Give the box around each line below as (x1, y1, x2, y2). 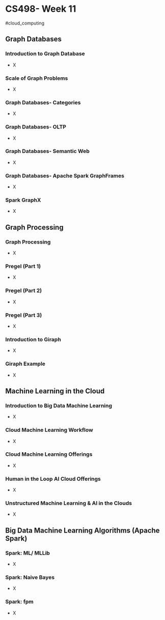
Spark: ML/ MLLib (5, 549, 50, 557)
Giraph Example (5, 360, 46, 367)
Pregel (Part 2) (5, 287, 42, 294)
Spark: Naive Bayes (5, 574, 55, 581)
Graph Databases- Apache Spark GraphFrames (5, 172, 125, 179)
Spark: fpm (5, 598, 34, 605)
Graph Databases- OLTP (5, 123, 66, 130)
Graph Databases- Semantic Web (5, 148, 90, 155)
